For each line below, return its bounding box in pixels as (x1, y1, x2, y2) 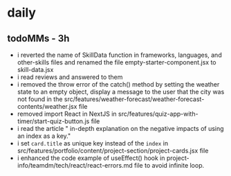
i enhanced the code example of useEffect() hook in (17, 154, 165, 162)
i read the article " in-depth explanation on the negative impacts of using (17, 125, 224, 132)
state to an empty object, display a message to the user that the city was (17, 88, 225, 96)
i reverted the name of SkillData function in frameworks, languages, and (17, 51, 223, 59)
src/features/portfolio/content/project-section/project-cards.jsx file (17, 147, 209, 155)
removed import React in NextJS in (17, 109, 117, 118)
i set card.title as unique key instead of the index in (17, 139, 168, 147)
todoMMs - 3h (7, 33, 70, 44)
